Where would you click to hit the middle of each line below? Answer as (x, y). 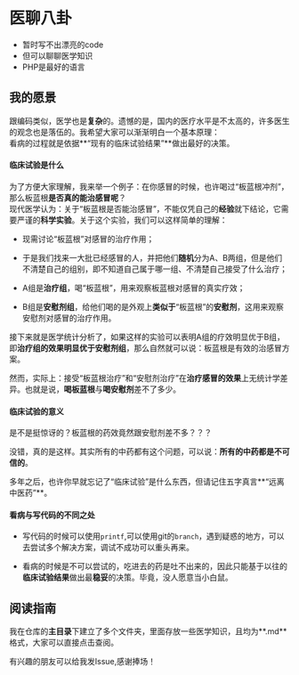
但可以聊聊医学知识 (57, 55)
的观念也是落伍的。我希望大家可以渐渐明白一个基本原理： (114, 132)
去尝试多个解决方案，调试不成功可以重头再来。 (108, 548)
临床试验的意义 (36, 411)
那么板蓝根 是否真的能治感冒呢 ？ (68, 198)
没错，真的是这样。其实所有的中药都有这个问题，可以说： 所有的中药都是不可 (149, 451)
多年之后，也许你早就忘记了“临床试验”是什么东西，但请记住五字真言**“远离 (147, 482)
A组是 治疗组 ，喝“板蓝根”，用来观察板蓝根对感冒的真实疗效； (133, 288)
